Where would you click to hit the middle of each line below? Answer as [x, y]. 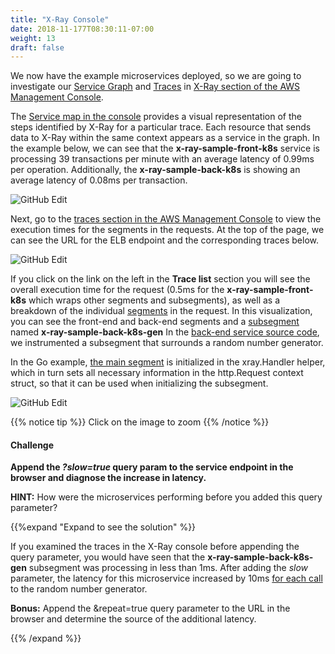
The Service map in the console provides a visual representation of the [156, 117]
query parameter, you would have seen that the [108, 557]
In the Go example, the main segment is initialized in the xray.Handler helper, [168, 362]
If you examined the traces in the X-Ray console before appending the [155, 547]
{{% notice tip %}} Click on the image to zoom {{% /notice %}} [140, 422]
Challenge [32, 445]
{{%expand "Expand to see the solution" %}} [103, 527]
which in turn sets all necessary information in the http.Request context [157, 373]
